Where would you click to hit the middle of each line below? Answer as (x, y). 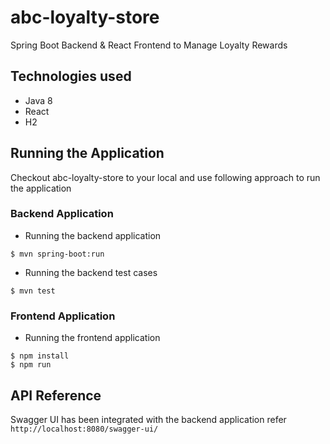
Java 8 (38, 100)
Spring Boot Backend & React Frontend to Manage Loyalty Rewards (149, 45)
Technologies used (71, 76)
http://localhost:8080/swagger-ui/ (84, 429)
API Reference (56, 395)
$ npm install (40, 356)
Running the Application (87, 153)
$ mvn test (33, 291)
